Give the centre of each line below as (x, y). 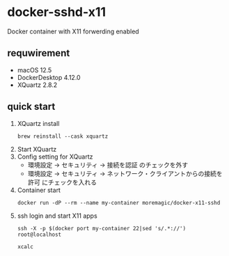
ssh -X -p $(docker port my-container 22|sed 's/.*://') (102, 228)
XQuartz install (38, 123)
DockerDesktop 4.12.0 (49, 77)
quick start (31, 107)
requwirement (39, 53)
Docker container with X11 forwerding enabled (73, 31)
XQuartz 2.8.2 (37, 85)
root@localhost (39, 234)
